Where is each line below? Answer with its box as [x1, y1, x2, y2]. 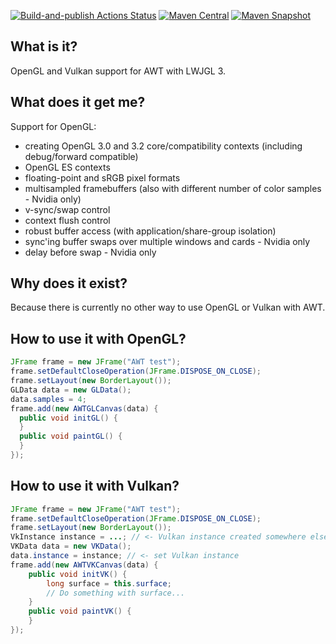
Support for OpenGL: [10, 120, 97, 132]
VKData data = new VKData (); [10, 541, 132, 552]
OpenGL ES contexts [24, 161, 111, 173]
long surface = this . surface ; [46, 578, 172, 589]
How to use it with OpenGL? [10, 330, 187, 347]
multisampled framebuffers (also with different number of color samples [24, 182, 322, 194]
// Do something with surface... [46, 588, 186, 598]
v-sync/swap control [24, 203, 111, 215]
